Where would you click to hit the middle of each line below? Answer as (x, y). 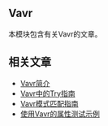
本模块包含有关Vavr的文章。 (55, 34)
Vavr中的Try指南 (48, 93)
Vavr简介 (35, 83)
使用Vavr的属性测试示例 (60, 114)
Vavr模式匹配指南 (49, 103)
